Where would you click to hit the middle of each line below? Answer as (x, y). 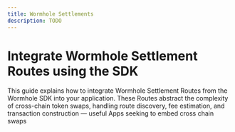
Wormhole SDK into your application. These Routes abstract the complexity (118, 98)
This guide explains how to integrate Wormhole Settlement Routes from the (117, 91)
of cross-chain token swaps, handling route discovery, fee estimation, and (116, 106)
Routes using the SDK (73, 71)
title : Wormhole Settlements (51, 14)
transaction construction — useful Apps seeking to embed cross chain (111, 113)
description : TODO (35, 21)
